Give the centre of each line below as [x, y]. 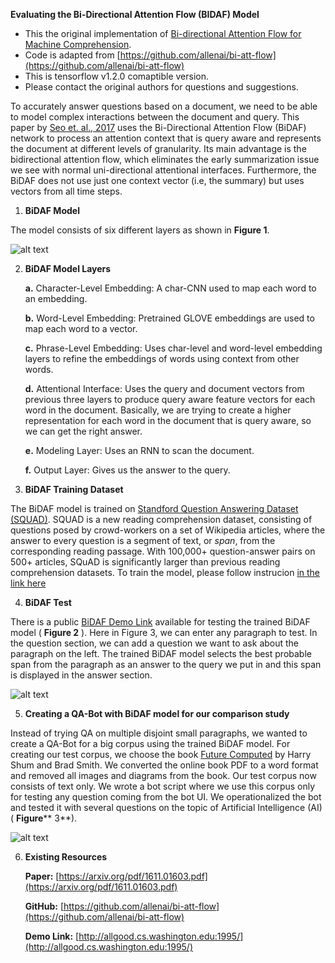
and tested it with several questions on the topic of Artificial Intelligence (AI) [166, 807]
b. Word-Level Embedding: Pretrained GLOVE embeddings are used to [169, 318]
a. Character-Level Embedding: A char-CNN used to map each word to [170, 288]
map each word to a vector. [81, 328]
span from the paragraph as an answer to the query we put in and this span [166, 664]
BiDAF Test [48, 602]
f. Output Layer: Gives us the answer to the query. [127, 470]
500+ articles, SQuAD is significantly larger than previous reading [145, 562]
